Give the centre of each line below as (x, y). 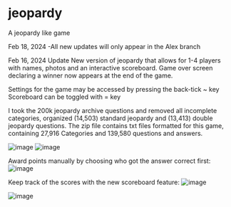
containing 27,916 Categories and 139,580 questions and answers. (106, 133)
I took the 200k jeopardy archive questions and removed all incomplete (113, 110)
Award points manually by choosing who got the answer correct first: (109, 161)
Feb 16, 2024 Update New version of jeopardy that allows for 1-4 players (115, 60)
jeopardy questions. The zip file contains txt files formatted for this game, (116, 125)
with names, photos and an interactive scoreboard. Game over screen (111, 68)
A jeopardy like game (39, 33)
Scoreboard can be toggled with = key (65, 97)
